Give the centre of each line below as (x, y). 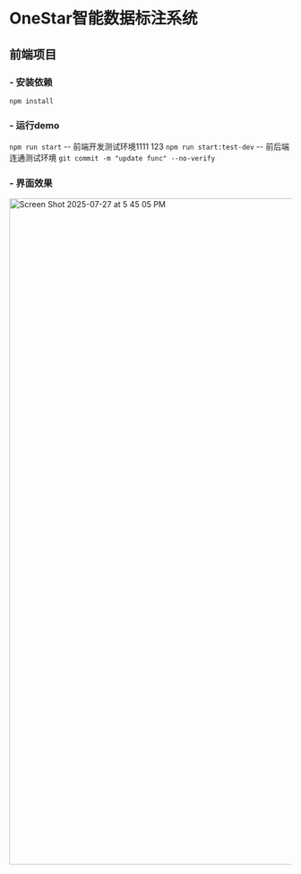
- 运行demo (34, 125)
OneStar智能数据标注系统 (104, 18)
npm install (31, 101)
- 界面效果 (31, 183)
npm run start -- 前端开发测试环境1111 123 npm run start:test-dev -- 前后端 (149, 147)
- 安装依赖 (31, 82)
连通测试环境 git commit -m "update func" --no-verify (112, 158)
